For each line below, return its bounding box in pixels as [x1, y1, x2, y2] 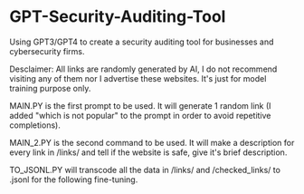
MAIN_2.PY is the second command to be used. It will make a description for [9, 137, 295, 148]
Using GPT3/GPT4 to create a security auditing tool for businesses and [9, 36, 274, 47]
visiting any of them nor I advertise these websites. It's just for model [9, 73, 267, 83]
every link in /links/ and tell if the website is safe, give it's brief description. [9, 147, 288, 158]
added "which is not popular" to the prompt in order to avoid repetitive [9, 110, 271, 121]
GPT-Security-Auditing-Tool [9, 6, 226, 27]
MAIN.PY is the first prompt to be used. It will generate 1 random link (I [9, 100, 271, 111]
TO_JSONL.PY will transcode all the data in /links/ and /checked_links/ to [9, 164, 280, 175]
